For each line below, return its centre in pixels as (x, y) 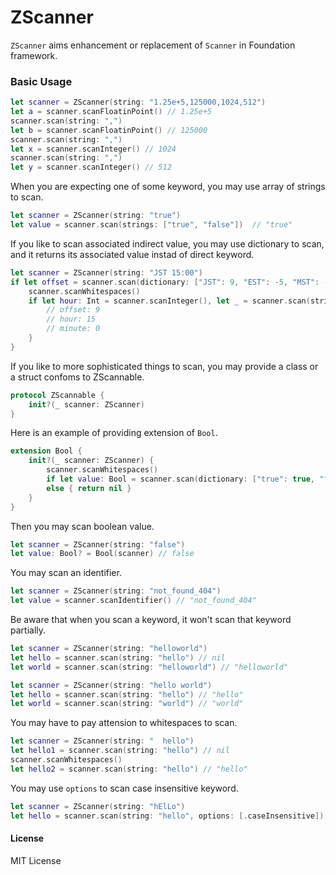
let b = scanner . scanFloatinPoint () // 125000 (109, 130)
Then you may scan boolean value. (82, 526)
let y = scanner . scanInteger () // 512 (91, 167)
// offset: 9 (73, 310)
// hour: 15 (71, 319)
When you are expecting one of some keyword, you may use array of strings (168, 187)
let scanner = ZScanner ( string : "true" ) (96, 216)
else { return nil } (89, 488)
